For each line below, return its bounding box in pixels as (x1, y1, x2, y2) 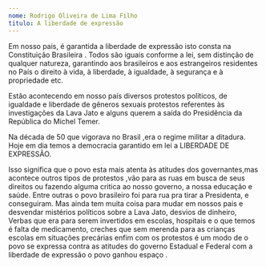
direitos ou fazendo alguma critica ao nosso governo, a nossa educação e (8, 181, 252, 191)
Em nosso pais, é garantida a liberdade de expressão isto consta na (8, 41, 232, 51)
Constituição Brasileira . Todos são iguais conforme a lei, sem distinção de (8, 50, 254, 59)
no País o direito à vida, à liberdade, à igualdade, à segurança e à (8, 67, 224, 76)
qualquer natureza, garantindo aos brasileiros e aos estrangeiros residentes (8, 58, 258, 68)
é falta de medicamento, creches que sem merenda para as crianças (8, 224, 236, 233)
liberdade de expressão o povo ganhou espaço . (8, 249, 168, 259)
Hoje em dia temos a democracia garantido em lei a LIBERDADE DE (8, 140, 230, 150)
